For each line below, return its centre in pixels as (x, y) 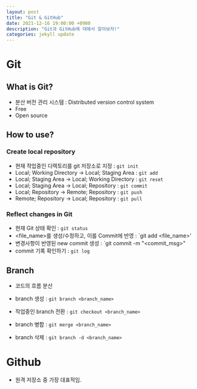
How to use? (30, 134)
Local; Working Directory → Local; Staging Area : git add (86, 172)
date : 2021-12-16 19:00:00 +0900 (48, 23)
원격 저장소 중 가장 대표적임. (48, 379)
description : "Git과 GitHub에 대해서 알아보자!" (63, 29)
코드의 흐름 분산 (34, 285)
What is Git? (30, 86)
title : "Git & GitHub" (35, 18)
